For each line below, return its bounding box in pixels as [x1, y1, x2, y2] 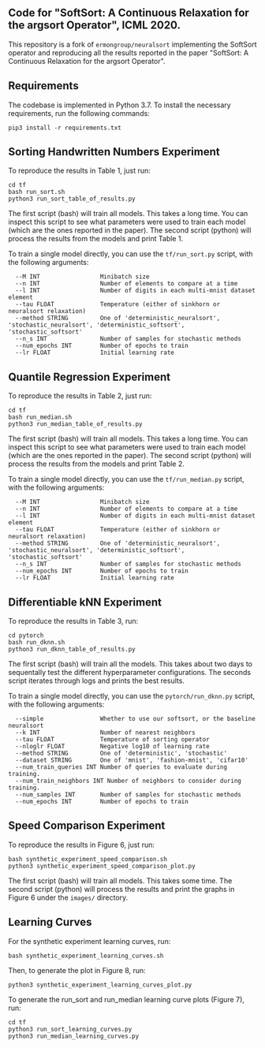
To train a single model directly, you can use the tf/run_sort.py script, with [8, 249, 253, 259]
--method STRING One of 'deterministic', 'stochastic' [15, 749, 227, 758]
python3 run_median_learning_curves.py [8, 1032, 140, 1040]
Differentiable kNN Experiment [8, 595, 162, 609]
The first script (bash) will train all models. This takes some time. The [8, 875, 233, 886]
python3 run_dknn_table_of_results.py [8, 646, 136, 654]
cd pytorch [8, 632, 44, 640]
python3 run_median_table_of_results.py [8, 420, 144, 428]
